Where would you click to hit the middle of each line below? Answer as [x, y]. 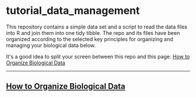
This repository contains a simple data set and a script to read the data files [97, 27]
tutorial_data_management [73, 11]
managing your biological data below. [51, 45]
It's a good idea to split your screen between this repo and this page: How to [98, 56]
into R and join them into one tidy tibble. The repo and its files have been [93, 33]
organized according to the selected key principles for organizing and [90, 39]
